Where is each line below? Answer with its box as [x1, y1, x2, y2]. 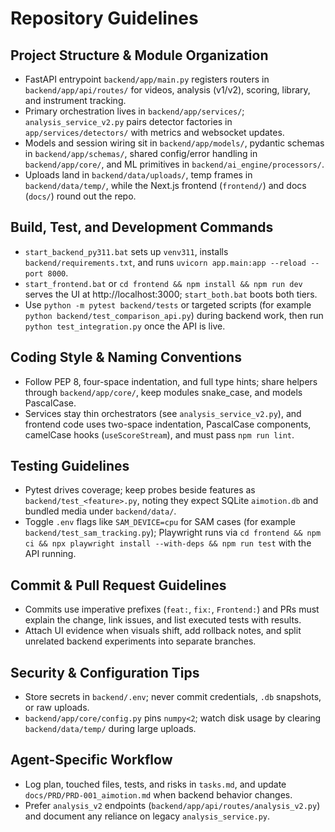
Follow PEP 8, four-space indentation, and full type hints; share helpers [24, 375, 318, 387]
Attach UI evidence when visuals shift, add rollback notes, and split [24, 625, 302, 637]
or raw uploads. [24, 702, 90, 714]
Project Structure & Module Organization [10, 47, 269, 64]
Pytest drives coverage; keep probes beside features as [24, 484, 256, 496]
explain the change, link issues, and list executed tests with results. [24, 614, 302, 626]
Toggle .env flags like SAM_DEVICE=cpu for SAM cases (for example [24, 516, 296, 528]
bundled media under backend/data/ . [24, 505, 177, 517]
